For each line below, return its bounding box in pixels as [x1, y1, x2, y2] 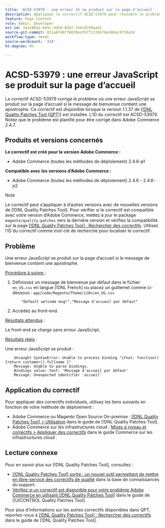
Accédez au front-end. [12, 308, 58, 314]
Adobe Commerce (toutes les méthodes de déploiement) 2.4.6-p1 [12, 158, 145, 164]
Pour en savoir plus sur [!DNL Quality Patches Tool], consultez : [5, 462, 134, 468]
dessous [12, 290, 30, 296]
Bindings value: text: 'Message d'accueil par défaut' [14, 369, 129, 373]
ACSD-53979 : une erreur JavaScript [5, 69, 159, 80]
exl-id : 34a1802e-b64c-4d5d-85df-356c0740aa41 [5, 26, 102, 30]
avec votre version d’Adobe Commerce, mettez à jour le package [5, 212, 137, 218]
